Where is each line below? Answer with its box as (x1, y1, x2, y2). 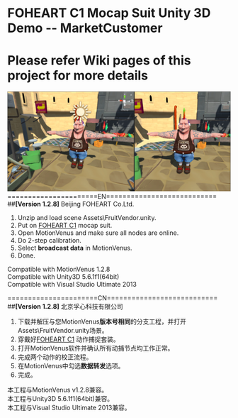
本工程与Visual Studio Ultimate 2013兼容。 (7, 403, 131, 412)
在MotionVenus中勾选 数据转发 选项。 (17, 361, 125, 370)
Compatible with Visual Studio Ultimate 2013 (7, 280, 137, 288)
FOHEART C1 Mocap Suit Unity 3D (7, 5, 211, 21)
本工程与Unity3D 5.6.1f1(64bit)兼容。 (7, 394, 114, 402)
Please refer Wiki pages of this (7, 53, 191, 69)
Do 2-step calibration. (17, 236, 81, 244)
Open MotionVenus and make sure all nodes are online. (17, 229, 179, 237)
